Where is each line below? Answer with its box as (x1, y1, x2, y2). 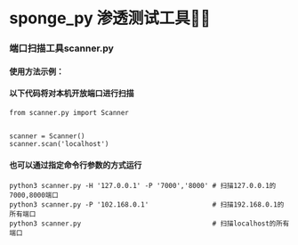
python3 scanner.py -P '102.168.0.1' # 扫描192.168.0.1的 (9, 200, 285, 209)
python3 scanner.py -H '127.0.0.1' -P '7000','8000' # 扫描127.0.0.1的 (9, 182, 277, 191)
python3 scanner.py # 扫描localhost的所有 (9, 219, 290, 228)
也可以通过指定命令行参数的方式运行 (9, 159, 142, 170)
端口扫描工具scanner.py (9, 42, 114, 54)
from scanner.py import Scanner (9, 108, 129, 117)
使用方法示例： (9, 66, 64, 77)
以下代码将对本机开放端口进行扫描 (9, 88, 134, 99)
